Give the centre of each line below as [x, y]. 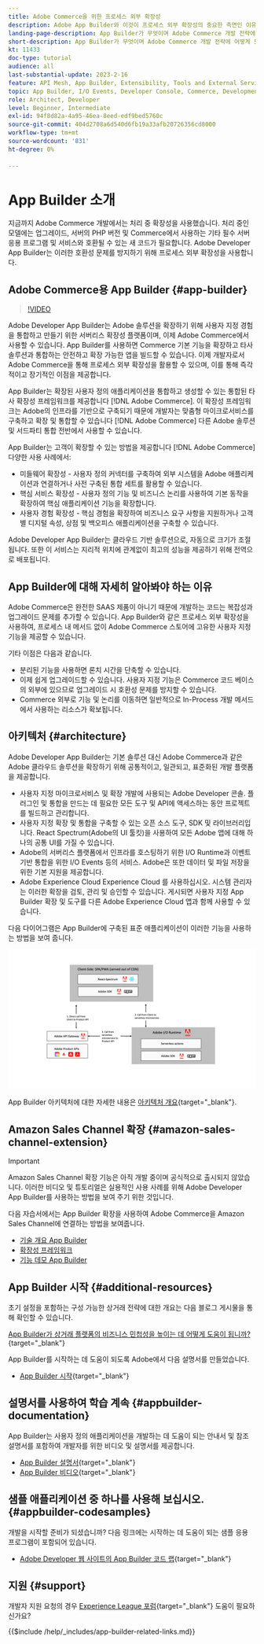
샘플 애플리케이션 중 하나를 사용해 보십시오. [106, 1500]
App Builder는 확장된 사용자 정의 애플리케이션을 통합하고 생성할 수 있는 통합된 [128, 391]
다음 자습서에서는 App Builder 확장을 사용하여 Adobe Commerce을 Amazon [126, 1214]
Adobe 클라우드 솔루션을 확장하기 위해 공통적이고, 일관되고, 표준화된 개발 [121, 766]
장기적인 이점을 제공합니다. [70, 374]
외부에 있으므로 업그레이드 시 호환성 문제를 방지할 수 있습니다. [122, 690]
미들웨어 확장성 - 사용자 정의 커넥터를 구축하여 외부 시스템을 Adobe [123, 474]
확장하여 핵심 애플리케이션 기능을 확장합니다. [88, 503]
